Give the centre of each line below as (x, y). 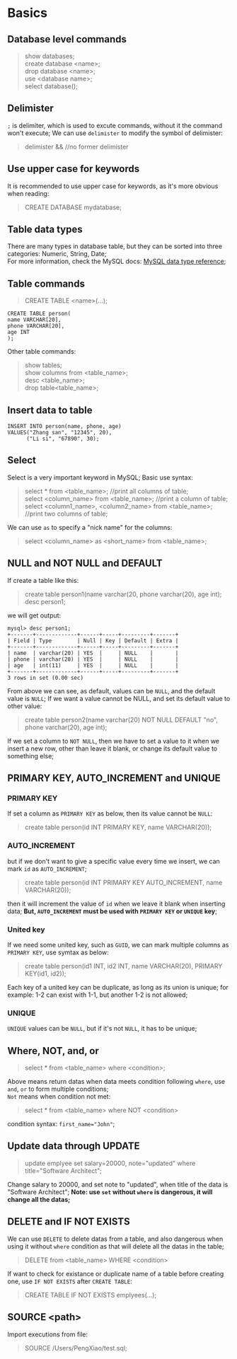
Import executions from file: (48, 1334)
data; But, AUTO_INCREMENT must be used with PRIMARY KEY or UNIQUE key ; (112, 911)
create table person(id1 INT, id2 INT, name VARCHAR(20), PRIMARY (123, 966)
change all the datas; (39, 1199)
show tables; (43, 365)
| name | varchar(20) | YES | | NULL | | (93, 653)
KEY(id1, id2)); (45, 973)
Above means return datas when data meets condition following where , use (116, 1082)
